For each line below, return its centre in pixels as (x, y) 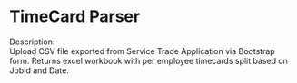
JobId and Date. (40, 70)
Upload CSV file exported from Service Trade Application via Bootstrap (142, 51)
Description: (32, 41)
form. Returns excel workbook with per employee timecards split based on (149, 60)
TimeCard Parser (75, 17)
